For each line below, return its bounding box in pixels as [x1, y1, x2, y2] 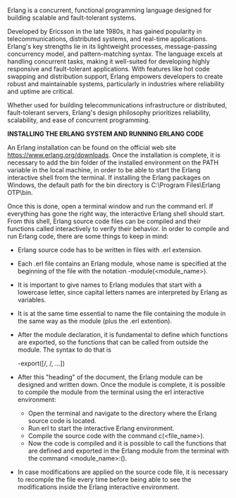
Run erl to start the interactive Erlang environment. [27, 424, 175, 432]
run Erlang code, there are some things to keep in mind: [7, 232, 169, 240]
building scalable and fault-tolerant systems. [7, 13, 137, 22]
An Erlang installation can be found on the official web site [7, 143, 176, 151]
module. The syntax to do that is [17, 345, 111, 354]
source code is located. [27, 417, 97, 425]
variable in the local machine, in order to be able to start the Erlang [7, 166, 201, 174]
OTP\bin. [7, 189, 33, 196]
